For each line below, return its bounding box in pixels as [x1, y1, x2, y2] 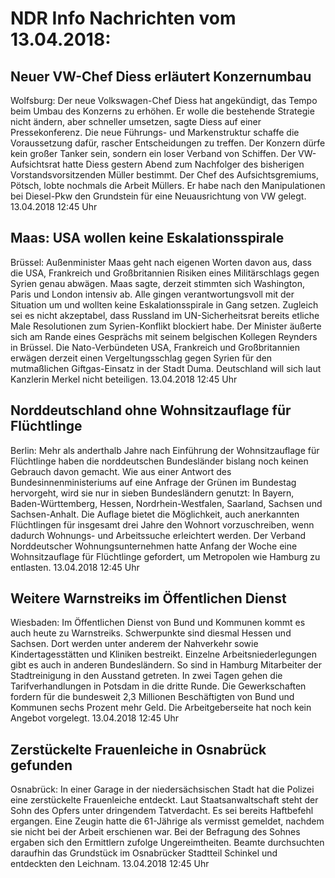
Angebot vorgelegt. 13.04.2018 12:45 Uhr [10, 712, 179, 724]
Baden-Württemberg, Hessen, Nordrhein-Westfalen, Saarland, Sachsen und [10, 497, 323, 509]
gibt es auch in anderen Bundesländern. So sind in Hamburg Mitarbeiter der [10, 659, 323, 671]
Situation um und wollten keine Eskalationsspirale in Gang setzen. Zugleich [10, 298, 319, 311]
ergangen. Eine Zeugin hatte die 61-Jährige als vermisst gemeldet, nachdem [10, 815, 325, 827]
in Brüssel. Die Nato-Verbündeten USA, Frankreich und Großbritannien [10, 341, 301, 353]
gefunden [10, 757, 73, 774]
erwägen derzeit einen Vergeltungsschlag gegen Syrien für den [10, 352, 273, 364]
